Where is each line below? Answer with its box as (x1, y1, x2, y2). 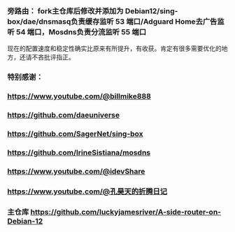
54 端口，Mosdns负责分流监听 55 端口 (16, 27, 147, 36)
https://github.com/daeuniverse (7, 110, 120, 120)
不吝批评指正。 (31, 53, 75, 61)
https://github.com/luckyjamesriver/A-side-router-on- (30, 207, 222, 217)
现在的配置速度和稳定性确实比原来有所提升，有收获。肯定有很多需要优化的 (7, 44, 222, 53)
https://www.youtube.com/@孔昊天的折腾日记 (7, 187, 168, 196)
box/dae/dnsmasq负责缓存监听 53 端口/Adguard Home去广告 (7, 16, 218, 26)
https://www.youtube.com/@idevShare (7, 166, 145, 176)
